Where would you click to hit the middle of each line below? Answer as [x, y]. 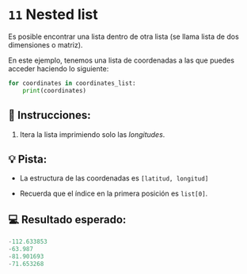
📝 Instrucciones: [49, 115]
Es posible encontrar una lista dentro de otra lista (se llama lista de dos [123, 36]
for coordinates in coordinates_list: [72, 83]
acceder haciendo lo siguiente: [59, 68]
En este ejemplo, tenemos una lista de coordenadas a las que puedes [122, 60]
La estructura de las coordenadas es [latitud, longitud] [114, 178]
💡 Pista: [28, 159]
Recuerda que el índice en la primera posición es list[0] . [114, 194]
